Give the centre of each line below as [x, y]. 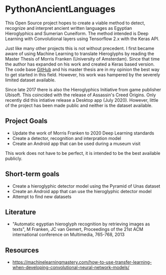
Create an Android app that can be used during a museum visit [76, 143]
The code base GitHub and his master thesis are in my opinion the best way [82, 69]
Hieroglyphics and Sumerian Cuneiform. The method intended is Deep [77, 33]
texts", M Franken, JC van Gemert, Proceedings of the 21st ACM [78, 229]
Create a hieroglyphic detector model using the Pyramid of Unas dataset [86, 186]
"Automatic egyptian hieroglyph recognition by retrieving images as [81, 224]
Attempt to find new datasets [42, 197]
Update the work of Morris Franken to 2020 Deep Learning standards [83, 133]
